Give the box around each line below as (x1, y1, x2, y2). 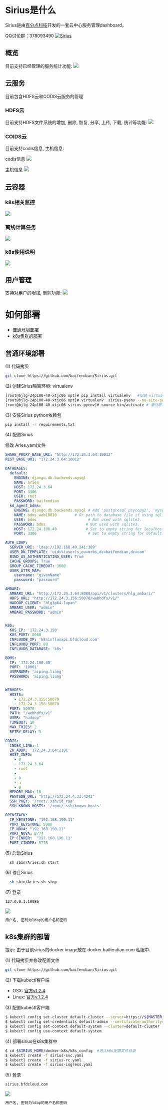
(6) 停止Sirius (5, 869, 33, 875)
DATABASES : (5, 466, 28, 471)
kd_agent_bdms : (9, 503, 41, 508)
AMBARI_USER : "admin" (9, 605, 55, 610)
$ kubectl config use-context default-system (5, 1028, 101, 1033)
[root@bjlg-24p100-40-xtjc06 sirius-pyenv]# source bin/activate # (5, 402, 149, 407)
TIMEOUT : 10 (9, 720, 35, 725)
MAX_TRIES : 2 (9, 725, 37, 730)
